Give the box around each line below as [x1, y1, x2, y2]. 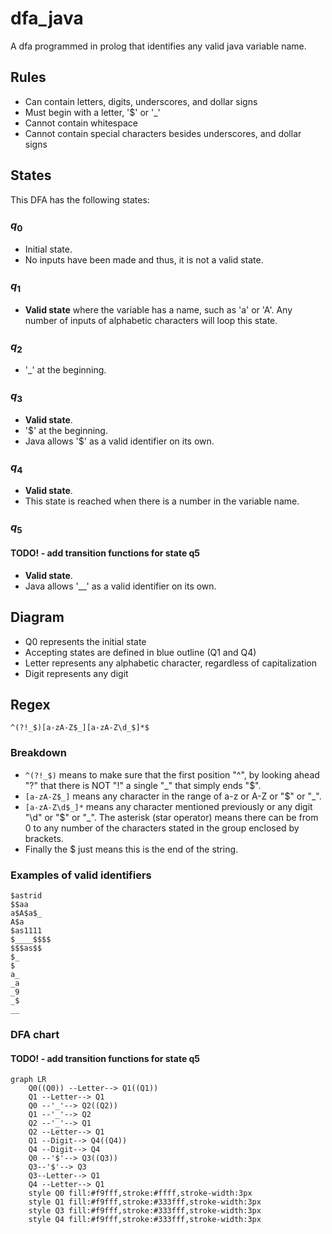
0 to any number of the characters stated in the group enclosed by [24, 822, 300, 834]
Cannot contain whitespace [24, 117, 138, 129]
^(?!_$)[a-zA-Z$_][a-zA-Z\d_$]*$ [10, 723, 150, 733]
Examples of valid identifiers [10, 868, 152, 882]
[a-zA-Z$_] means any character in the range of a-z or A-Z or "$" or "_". [24, 790, 322, 802]
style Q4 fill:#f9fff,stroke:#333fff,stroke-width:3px [28, 1215, 262, 1225]
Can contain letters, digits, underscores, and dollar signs [24, 95, 258, 107]
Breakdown [10, 746, 67, 760]
